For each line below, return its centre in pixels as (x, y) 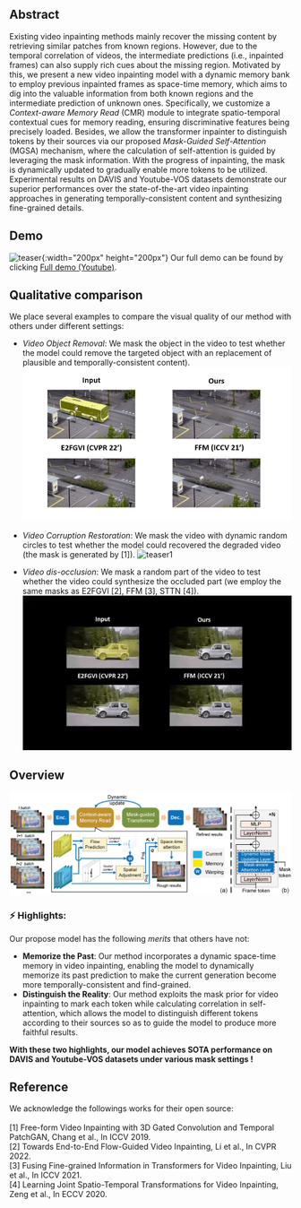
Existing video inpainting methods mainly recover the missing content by (143, 36)
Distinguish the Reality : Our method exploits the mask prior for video (150, 994)
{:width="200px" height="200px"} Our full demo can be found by (163, 257)
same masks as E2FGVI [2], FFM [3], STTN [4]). (111, 591)
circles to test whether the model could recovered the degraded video (151, 545)
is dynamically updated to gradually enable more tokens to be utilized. (138, 169)
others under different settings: (67, 326)
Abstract (34, 15)
